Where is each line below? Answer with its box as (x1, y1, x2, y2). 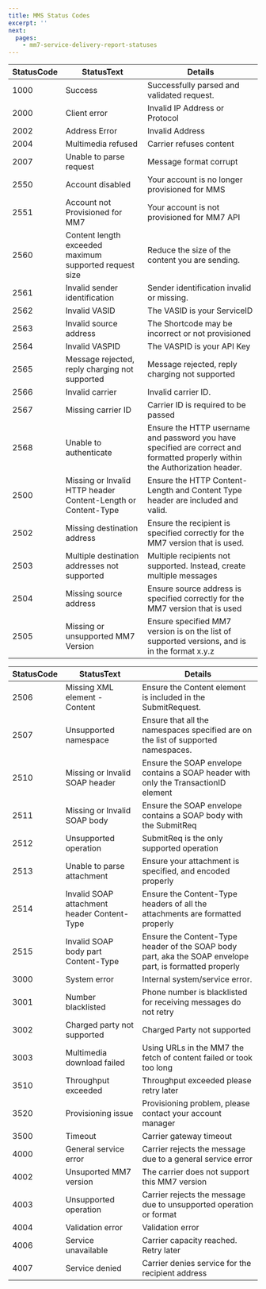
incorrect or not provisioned (147, 328, 252, 339)
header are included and (147, 495, 239, 506)
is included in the (142, 692, 206, 703)
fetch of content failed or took (142, 1052, 253, 1063)
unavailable (65, 1245, 108, 1256)
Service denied (65, 1263, 122, 1274)
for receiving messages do (142, 997, 241, 1008)
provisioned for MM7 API (147, 212, 241, 223)
